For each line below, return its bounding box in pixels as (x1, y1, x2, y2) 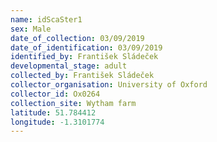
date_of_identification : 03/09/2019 (10, 42, 163, 53)
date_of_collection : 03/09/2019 (10, 33, 145, 43)
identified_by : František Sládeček (10, 52, 159, 62)
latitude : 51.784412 (10, 107, 97, 118)
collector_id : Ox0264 (10, 89, 101, 99)
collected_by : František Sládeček (10, 71, 155, 81)
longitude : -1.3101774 (10, 117, 105, 127)
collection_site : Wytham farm (10, 98, 137, 108)
